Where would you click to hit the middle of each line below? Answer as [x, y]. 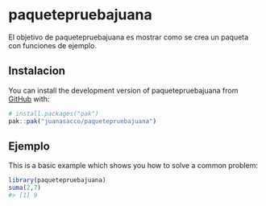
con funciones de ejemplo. [52, 45]
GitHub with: [29, 99]
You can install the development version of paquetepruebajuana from [123, 90]
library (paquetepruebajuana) [57, 180]
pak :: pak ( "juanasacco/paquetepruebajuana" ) [83, 121]
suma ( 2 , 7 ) [25, 188]
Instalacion [37, 71]
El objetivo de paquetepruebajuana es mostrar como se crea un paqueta [129, 37]
